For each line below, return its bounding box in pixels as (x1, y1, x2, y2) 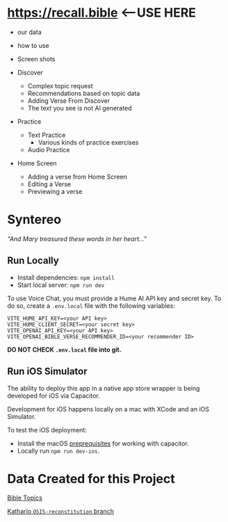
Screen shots (17, 54, 56, 63)
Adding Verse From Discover (27, 96, 110, 105)
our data (17, 28, 42, 36)
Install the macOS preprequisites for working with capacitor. (17, 439, 189, 448)
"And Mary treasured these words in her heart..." (7, 234, 147, 243)
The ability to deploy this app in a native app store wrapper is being (7, 384, 200, 392)
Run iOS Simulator (7, 366, 88, 377)
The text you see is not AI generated (27, 104, 132, 112)
